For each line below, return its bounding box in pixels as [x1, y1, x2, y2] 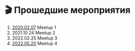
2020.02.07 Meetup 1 [12, 24, 56, 30]
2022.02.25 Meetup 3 [12, 35, 58, 41]
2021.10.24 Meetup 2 [12, 29, 56, 35]
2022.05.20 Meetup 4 [12, 40, 58, 46]
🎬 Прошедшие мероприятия [5, 4, 131, 16]
